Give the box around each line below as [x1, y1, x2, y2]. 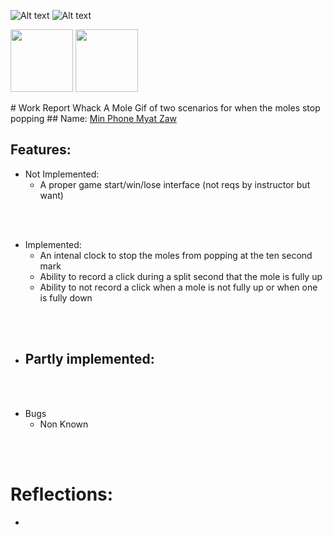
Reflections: [10, 483, 114, 505]
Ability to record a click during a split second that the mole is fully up [39, 270, 323, 282]
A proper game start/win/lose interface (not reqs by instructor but [39, 178, 311, 190]
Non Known [39, 418, 89, 430]
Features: [10, 141, 72, 159]
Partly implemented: [24, 351, 155, 368]
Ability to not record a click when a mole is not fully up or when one [39, 281, 318, 293]
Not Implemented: [24, 168, 100, 180]
